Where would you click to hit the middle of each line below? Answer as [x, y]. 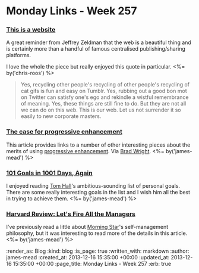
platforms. [19, 55]
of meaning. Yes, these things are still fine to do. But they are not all [103, 104]
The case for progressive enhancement [64, 132]
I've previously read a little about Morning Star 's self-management [87, 227]
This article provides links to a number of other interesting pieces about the [98, 145]
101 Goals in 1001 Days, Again [50, 173]
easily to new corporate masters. [61, 116]
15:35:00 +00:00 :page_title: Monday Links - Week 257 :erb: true [92, 264]
